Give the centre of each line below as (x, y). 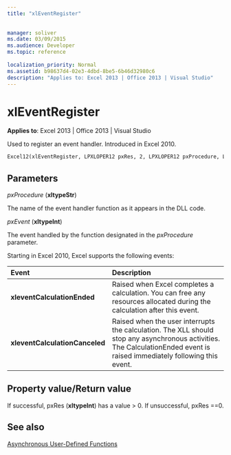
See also (26, 427)
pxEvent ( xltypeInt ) (35, 222)
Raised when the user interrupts (163, 321)
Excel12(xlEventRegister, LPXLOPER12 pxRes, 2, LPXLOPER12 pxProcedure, (113, 157)
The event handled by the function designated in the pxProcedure (100, 235)
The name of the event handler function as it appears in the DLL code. (107, 208)
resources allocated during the (161, 302)
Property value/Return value (69, 389)
